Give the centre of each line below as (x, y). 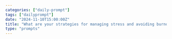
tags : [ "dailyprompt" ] (29, 15)
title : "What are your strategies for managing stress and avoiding (80, 24)
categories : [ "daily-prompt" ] (38, 10)
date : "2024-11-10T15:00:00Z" (38, 19)
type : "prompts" (23, 29)
